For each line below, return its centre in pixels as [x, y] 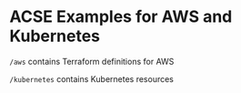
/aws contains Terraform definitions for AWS [92, 61]
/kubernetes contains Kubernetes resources [92, 78]
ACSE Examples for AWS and [121, 17]
